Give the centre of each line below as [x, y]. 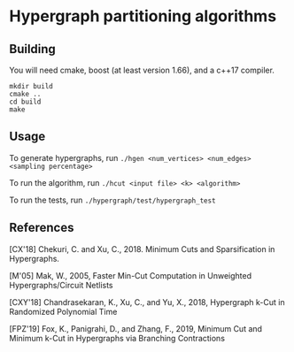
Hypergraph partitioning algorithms [143, 16]
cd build [25, 102]
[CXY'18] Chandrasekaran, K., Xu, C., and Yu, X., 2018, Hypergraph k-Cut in [147, 302]
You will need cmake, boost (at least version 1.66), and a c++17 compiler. [142, 70]
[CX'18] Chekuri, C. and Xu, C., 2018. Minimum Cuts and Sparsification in [142, 249]
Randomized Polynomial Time [63, 311]
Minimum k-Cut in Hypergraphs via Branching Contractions [117, 338]
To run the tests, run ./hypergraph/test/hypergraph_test [112, 200]
